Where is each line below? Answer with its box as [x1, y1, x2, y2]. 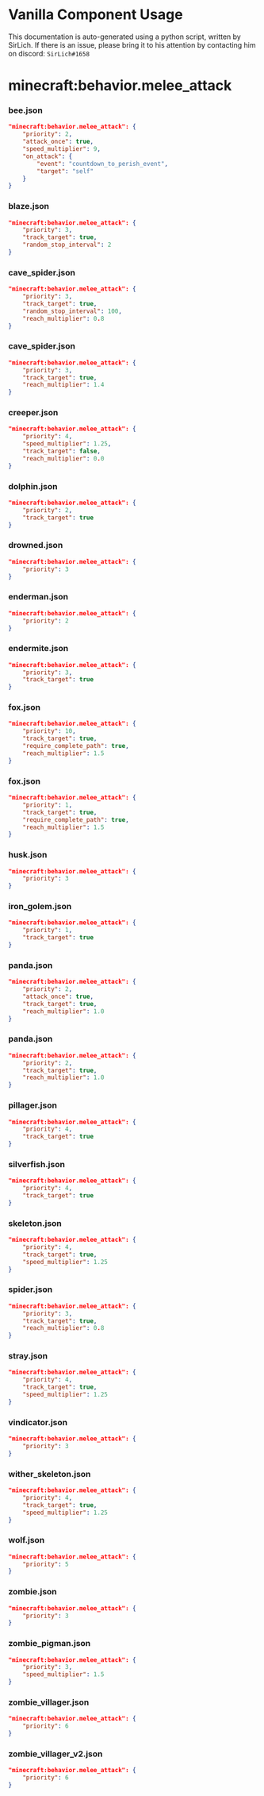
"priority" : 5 [22, 1560, 69, 1568]
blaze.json [8, 201, 50, 212]
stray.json [8, 1351, 48, 1362]
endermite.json [8, 643, 69, 654]
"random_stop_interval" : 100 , [22, 307, 123, 315]
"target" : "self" [36, 167, 94, 175]
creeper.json [8, 407, 59, 418]
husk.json [8, 850, 48, 861]
